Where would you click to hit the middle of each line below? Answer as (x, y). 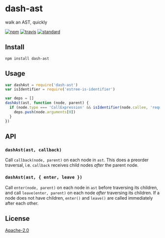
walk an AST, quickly (26, 22)
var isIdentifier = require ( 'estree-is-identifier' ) (60, 89)
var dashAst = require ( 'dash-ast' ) (41, 85)
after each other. (22, 203)
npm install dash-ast (27, 59)
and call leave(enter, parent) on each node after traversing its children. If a (82, 193)
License (17, 219)
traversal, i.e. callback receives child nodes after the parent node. (72, 165)
